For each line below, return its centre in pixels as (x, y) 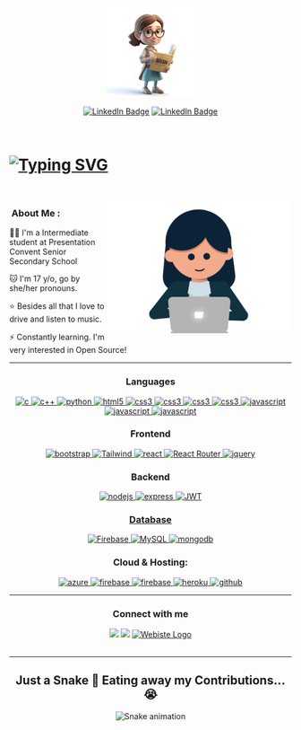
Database (150, 520)
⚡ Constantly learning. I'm (57, 337)
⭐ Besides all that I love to (57, 306)
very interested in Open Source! (68, 350)
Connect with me (150, 613)
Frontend (150, 434)
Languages (150, 382)
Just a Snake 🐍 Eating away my (104, 681)
